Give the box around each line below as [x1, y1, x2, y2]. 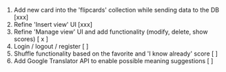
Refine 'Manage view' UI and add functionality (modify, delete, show [13, 27, 208, 36]
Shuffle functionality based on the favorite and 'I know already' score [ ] [13, 49, 218, 58]
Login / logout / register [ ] [13, 43, 89, 50]
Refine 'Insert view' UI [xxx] [13, 21, 93, 28]
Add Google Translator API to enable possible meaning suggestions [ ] [13, 57, 214, 64]
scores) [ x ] [13, 35, 48, 43]
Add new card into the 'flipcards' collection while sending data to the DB [13, 6, 219, 14]
